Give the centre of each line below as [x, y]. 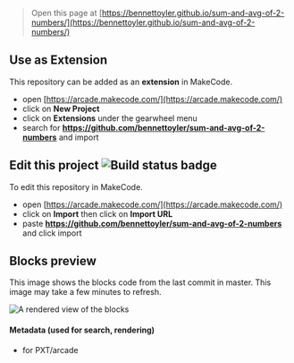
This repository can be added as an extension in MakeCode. [121, 82]
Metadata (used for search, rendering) [82, 330]
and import [79, 137]
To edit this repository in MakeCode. [76, 186]
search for [41, 127]
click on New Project [61, 108]
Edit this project [54, 165]
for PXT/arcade [50, 350]
